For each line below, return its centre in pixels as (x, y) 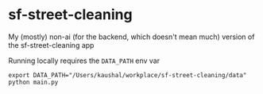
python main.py (33, 82)
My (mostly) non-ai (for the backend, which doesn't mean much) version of (131, 37)
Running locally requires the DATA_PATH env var (84, 61)
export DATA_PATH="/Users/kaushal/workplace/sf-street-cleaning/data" (128, 75)
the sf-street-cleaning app (51, 45)
